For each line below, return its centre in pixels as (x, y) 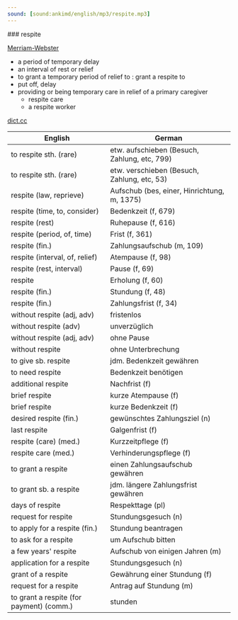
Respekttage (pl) (138, 505)
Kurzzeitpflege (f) (140, 441)
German (169, 137)
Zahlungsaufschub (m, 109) (157, 245)
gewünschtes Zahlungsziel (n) (160, 418)
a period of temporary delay (58, 62)
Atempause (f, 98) (141, 257)
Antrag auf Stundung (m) (152, 585)
